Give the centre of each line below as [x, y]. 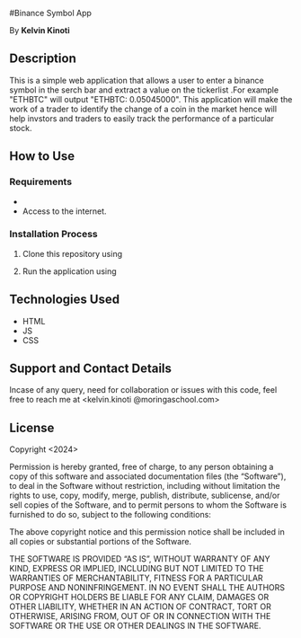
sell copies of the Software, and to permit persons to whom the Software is [148, 505]
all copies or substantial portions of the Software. [100, 542]
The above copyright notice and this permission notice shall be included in [147, 532]
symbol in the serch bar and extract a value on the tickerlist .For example [144, 90]
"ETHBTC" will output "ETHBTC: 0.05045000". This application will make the [151, 99]
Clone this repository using [72, 253]
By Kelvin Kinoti [40, 30]
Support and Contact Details [91, 368]
